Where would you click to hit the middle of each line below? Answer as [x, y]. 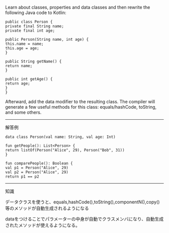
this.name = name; [24, 44]
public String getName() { [33, 61]
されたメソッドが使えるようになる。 [43, 225]
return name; [19, 66]
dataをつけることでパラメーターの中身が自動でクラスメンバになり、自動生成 [84, 219]
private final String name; [35, 26]
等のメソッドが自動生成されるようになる [47, 208]
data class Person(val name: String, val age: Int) [60, 137]
